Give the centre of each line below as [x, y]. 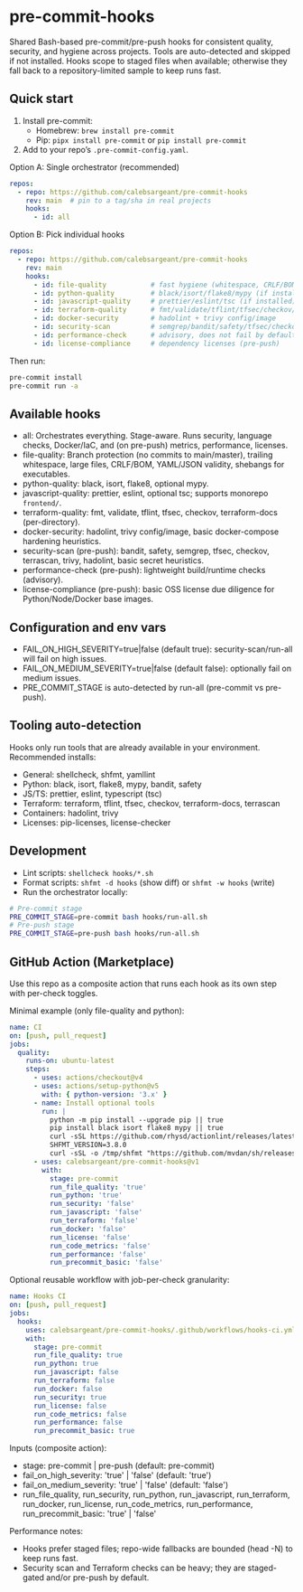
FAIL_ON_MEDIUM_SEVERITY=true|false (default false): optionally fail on [156, 668]
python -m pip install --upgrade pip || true [136, 1120]
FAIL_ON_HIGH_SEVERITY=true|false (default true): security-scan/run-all [157, 649]
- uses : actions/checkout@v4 [88, 1078]
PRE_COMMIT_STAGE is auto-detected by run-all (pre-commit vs [143, 688]
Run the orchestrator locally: [75, 891]
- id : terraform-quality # [94, 310]
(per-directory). [51, 523]
